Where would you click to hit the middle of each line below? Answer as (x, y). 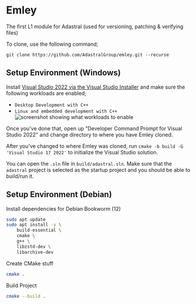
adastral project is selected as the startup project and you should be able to (98, 170)
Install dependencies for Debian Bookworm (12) (64, 208)
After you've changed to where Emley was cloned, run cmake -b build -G (95, 146)
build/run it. (20, 176)
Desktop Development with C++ (52, 105)
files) (12, 32)
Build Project (21, 285)
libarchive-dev (35, 252)
